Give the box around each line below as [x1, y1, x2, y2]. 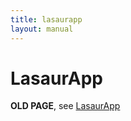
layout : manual [10, 24, 74, 34]
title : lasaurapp [10, 14, 83, 25]
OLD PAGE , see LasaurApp [10, 100, 121, 112]
